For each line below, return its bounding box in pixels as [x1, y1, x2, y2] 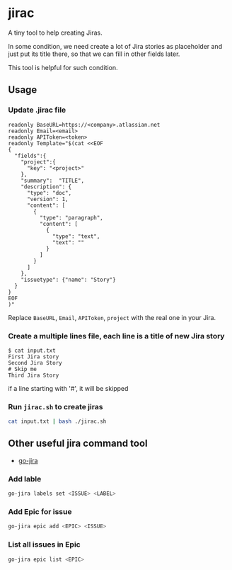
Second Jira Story [8, 359, 62, 366]
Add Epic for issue [8, 507, 72, 516]
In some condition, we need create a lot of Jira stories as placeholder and [8, 42, 222, 50]
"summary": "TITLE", [21, 177, 84, 184]
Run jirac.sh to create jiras [8, 401, 103, 411]
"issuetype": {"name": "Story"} [21, 276, 116, 283]
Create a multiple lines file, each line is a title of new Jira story [8, 331, 225, 341]
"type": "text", [52, 232, 100, 240]
